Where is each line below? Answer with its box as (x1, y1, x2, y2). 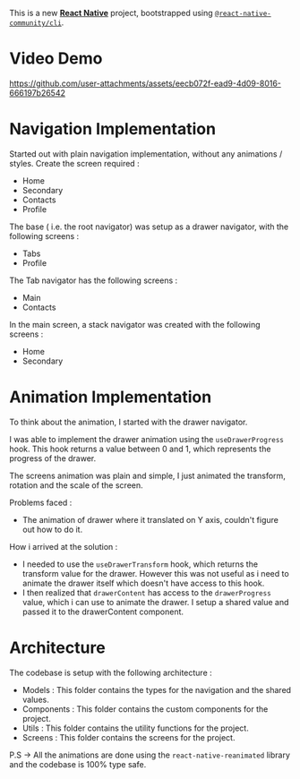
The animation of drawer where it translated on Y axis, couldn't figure (21, 514, 279, 525)
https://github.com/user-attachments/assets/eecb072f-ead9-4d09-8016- (9, 78, 282, 89)
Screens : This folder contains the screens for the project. (21, 732, 236, 742)
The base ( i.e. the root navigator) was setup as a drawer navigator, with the (9, 221, 289, 232)
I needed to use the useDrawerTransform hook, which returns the (21, 559, 258, 569)
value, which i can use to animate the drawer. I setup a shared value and (21, 596, 289, 607)
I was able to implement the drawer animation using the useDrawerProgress (9, 433, 285, 444)
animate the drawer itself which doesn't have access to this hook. (21, 578, 265, 588)
